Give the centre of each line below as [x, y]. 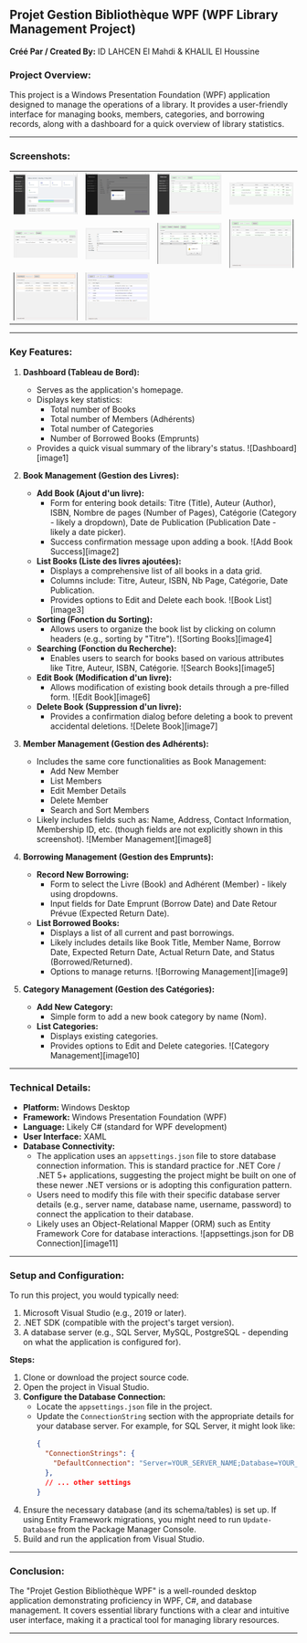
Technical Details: [50, 1088]
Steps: [22, 1360]
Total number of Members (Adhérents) [122, 418]
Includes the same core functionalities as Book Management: [151, 761]
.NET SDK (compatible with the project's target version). [128, 1322]
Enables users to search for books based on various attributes [167, 658]
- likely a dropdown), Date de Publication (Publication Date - [163, 522]
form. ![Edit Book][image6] [100, 697]
